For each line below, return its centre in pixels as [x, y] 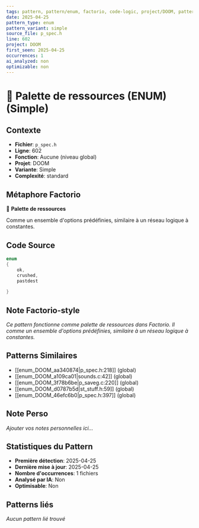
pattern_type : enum [30, 22]
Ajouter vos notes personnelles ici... [50, 428]
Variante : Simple [35, 170]
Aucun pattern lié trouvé [36, 519]
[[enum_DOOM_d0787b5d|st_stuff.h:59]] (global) [74, 389]
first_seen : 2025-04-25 [36, 50]
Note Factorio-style [43, 310]
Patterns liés [30, 505]
